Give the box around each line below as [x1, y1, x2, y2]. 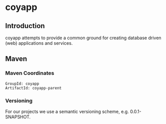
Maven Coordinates [5, 70, 54, 77]
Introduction [5, 22, 45, 30]
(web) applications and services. [5, 40, 73, 46]
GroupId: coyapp [5, 81, 39, 86]
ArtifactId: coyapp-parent [5, 85, 62, 90]
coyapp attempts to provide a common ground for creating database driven [5, 35, 162, 41]
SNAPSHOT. [5, 113, 31, 119]
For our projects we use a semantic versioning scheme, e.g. [5, 108, 129, 114]
